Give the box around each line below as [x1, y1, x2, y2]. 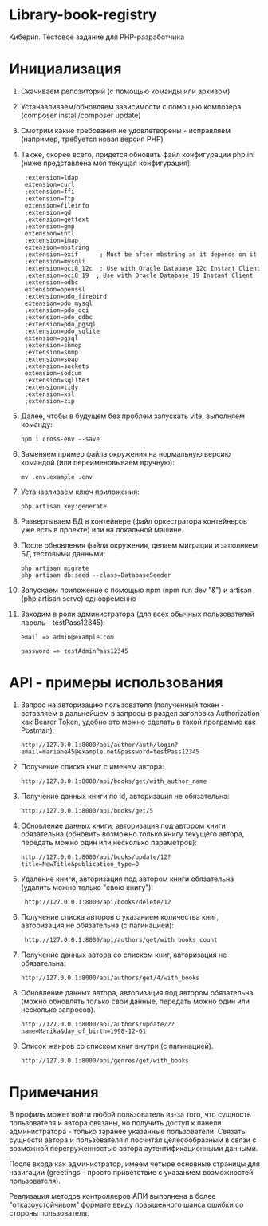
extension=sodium [24, 369, 82, 377]
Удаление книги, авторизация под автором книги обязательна [20, 874, 235, 884]
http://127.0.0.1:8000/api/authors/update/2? [20, 1020, 175, 1028]
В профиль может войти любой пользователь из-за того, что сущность [9, 1109, 252, 1119]
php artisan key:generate [20, 502, 107, 510]
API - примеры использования [9, 674, 223, 692]
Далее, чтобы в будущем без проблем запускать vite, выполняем [20, 411, 246, 421]
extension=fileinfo [24, 201, 89, 209]
